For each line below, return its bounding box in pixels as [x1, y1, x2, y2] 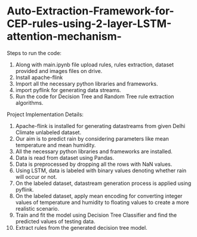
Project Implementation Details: [7, 111, 84, 118]
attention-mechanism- [7, 30, 122, 43]
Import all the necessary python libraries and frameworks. [15, 80, 158, 87]
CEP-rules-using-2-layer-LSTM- [7, 17, 172, 31]
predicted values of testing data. [15, 217, 96, 225]
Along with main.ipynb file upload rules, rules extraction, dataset [15, 61, 174, 68]
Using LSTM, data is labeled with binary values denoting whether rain [15, 166, 187, 174]
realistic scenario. [15, 205, 59, 212]
